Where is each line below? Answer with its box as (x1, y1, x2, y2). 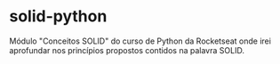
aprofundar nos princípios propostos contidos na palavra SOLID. (9, 44, 244, 55)
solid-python (9, 6, 108, 27)
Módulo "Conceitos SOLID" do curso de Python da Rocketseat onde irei (9, 36, 271, 46)
